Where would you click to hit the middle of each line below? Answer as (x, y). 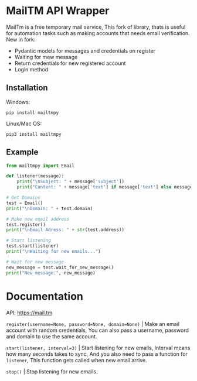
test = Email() (25, 203)
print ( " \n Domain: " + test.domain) (50, 208)
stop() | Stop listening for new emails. (52, 371)
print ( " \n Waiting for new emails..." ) (53, 252)
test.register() (26, 224)
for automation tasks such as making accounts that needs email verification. (98, 33)
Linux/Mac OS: (24, 123)
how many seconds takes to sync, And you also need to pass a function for (97, 354)
